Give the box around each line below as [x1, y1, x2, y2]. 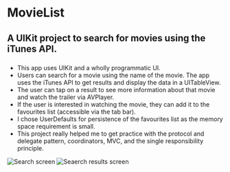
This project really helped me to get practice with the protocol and [16, 129, 205, 138]
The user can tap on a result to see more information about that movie [16, 85, 216, 94]
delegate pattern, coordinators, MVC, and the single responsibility [16, 136, 204, 145]
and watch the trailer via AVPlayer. [16, 93, 115, 101]
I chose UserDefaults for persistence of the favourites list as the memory [16, 115, 223, 123]
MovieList [7, 5, 65, 21]
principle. [16, 144, 44, 152]
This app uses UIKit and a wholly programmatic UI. [16, 63, 161, 72]
